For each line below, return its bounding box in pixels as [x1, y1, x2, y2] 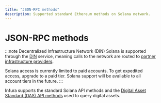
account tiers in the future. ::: [5, 78, 63, 84]
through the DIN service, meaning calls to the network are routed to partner [5, 54, 156, 59]
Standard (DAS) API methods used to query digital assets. [5, 93, 120, 99]
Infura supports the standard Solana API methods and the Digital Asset [5, 88, 146, 93]
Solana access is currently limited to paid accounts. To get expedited [5, 68, 143, 74]
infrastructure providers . [5, 59, 54, 64]
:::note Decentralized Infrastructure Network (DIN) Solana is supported [5, 48, 146, 54]
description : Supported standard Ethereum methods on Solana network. [5, 12, 151, 16]
